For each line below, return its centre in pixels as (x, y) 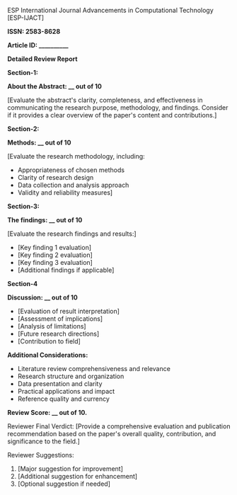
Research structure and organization (71, 376)
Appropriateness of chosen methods (71, 170)
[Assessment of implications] (60, 319)
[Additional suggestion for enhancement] (77, 476)
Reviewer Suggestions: (41, 455)
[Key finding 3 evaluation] (55, 262)
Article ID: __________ (38, 45)
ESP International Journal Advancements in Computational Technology (110, 10)
